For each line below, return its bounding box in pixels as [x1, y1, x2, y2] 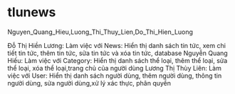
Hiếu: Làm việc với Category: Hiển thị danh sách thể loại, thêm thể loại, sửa [7, 56, 228, 64]
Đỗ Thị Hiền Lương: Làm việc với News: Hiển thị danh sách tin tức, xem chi [7, 41, 226, 49]
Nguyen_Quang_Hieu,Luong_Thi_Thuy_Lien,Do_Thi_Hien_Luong [7, 28, 194, 36]
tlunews [7, 4, 56, 20]
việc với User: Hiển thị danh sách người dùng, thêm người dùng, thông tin [7, 71, 222, 80]
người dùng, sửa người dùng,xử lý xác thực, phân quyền [7, 78, 172, 87]
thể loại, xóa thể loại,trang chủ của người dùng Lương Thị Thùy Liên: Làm [7, 64, 222, 72]
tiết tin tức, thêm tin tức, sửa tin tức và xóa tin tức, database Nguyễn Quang [7, 49, 228, 57]
